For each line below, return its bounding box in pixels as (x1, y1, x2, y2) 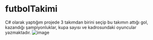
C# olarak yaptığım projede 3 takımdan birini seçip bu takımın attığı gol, (5, 19, 148, 25)
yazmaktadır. (5, 29, 31, 35)
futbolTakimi (5, 3, 58, 14)
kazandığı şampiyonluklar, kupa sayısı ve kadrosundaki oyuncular (5, 24, 137, 30)
